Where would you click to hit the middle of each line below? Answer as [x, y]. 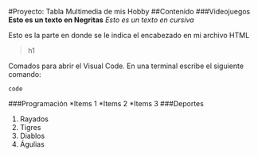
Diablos [32, 136]
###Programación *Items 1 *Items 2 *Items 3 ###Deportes [106, 103]
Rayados [34, 119]
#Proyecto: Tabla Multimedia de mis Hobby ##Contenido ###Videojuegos [129, 11]
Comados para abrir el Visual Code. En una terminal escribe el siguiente [126, 66]
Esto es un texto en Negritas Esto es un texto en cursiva [101, 20]
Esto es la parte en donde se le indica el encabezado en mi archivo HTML [129, 35]
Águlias [32, 144]
